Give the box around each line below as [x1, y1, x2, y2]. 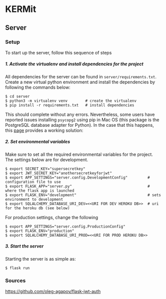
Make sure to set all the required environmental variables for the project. [5, 151, 153, 157]
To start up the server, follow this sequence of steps [5, 49, 112, 55]
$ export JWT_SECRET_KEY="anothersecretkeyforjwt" [5, 171, 112, 176]
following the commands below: [5, 84, 71, 90]
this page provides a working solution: [5, 127, 83, 133]
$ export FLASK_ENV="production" [5, 228, 75, 233]
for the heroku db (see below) [5, 206, 70, 211]
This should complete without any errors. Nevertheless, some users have [5, 111, 155, 117]
